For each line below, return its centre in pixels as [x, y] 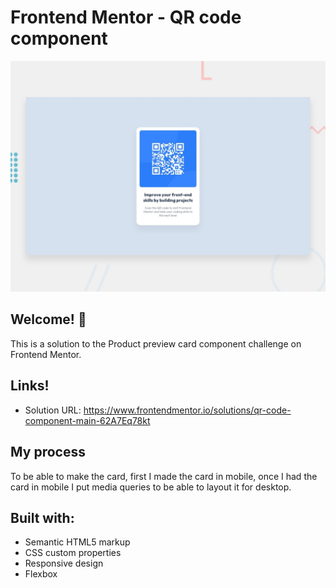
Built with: [42, 517]
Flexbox [41, 574]
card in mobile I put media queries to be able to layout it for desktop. [151, 487]
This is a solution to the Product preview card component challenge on [156, 343]
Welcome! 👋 [48, 319]
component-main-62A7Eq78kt [87, 420]
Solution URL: [53, 410]
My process [48, 452]
